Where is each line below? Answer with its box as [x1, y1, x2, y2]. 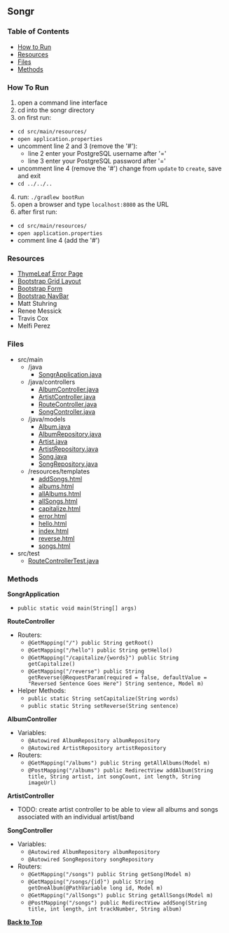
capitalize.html [38, 504, 81, 513]
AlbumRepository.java [38, 429, 102, 438]
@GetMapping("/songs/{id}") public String [27, 878, 154, 885]
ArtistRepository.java [38, 445, 99, 453]
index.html [38, 526, 69, 535]
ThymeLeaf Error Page [17, 269, 83, 278]
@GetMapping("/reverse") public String [27, 668, 145, 675]
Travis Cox [17, 314, 49, 323]
